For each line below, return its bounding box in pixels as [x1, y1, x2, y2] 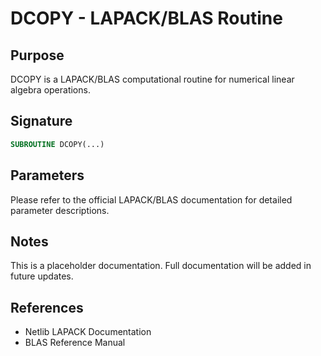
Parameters [10, 167, 85, 184]
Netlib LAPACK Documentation [24, 326, 152, 338]
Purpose [10, 47, 65, 64]
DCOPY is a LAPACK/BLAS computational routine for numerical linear [10, 73, 295, 85]
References [10, 299, 84, 316]
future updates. [10, 270, 74, 282]
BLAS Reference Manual [24, 337, 126, 349]
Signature [10, 113, 73, 130]
